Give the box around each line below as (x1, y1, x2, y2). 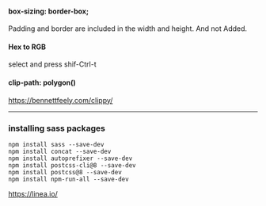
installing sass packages (8, 123, 105, 134)
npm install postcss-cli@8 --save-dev (8, 161, 136, 170)
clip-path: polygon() (8, 78, 77, 87)
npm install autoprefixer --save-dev (8, 154, 133, 162)
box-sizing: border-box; (8, 6, 89, 16)
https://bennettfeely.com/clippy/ (8, 95, 113, 105)
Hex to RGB (8, 42, 46, 51)
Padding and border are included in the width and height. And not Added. (8, 24, 248, 33)
